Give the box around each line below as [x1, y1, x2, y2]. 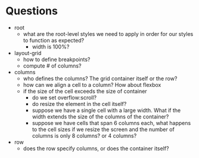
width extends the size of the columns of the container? [32, 113, 169, 120]
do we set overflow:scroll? [32, 94, 97, 101]
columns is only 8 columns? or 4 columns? [32, 132, 137, 139]
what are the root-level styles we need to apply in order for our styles [23, 30, 194, 37]
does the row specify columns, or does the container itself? [23, 145, 169, 152]
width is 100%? [32, 43, 70, 50]
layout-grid [14, 49, 42, 56]
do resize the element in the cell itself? [32, 100, 127, 107]
